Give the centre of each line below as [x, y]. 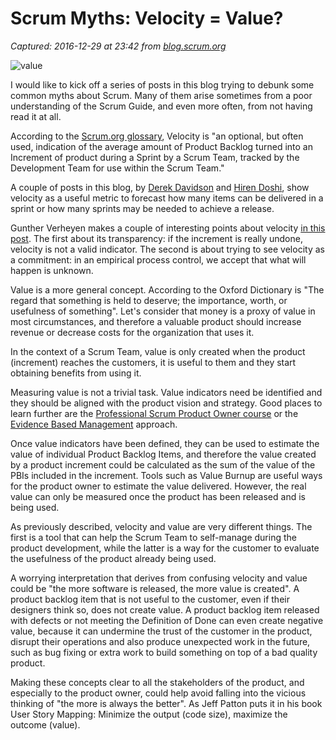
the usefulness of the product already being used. [113, 558]
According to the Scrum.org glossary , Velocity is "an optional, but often [157, 136]
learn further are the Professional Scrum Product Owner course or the [154, 413]
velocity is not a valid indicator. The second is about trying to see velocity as [167, 249]
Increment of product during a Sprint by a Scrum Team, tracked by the [155, 157]
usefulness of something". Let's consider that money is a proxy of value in [163, 311]
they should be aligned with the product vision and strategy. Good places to [166, 403]
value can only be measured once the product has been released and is [158, 496]
